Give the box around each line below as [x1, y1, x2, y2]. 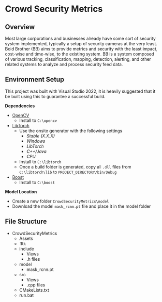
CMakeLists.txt [19, 287, 49, 293]
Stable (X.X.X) [26, 133, 55, 139]
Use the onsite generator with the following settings [19, 128, 122, 134]
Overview [5, 23, 35, 31]
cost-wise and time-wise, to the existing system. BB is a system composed [5, 51, 154, 57]
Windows [26, 138, 45, 144]
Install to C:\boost [19, 179, 55, 185]
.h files [26, 256, 40, 262]
